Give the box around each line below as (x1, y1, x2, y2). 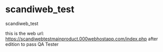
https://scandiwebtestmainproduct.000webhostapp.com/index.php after (5, 36, 158, 42)
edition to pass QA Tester (5, 41, 59, 47)
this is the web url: (5, 30, 45, 36)
